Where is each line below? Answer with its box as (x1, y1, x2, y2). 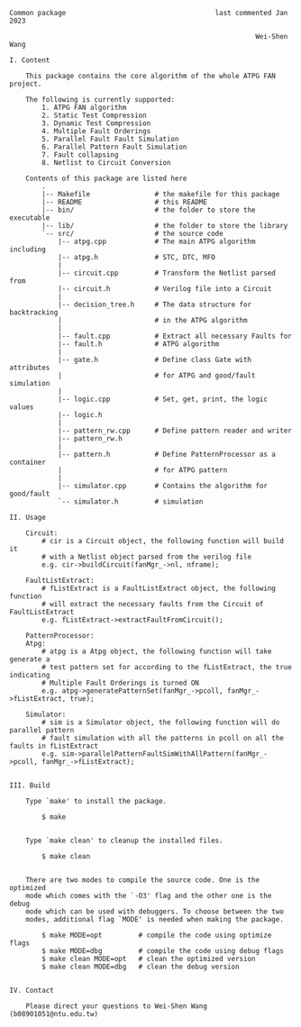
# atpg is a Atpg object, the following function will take (41, 647, 272, 656)
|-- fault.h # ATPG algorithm (57, 340, 220, 349)
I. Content (9, 56, 50, 65)
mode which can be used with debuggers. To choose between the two (25, 907, 284, 916)
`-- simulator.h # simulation (57, 497, 204, 506)
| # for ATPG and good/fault (57, 371, 256, 380)
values (9, 403, 34, 412)
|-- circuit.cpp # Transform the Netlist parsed (57, 268, 277, 277)
